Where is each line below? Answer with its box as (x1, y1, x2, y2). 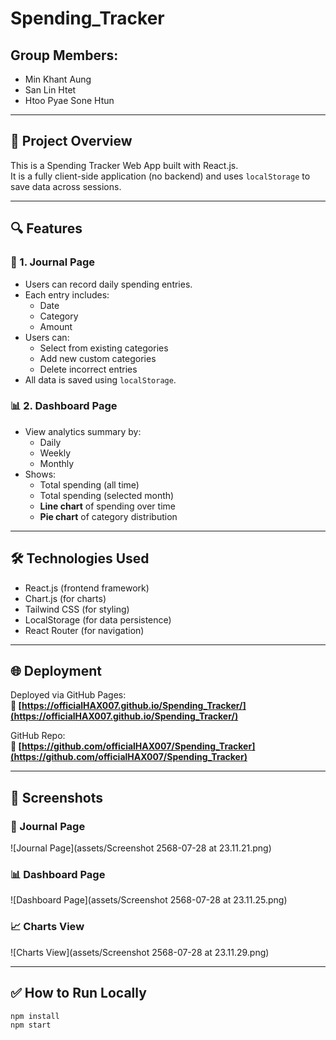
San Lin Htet (24, 84, 77, 96)
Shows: (24, 468, 57, 480)
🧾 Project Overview (10, 133, 133, 150)
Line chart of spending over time (39, 500, 176, 512)
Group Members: (10, 47, 119, 64)
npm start (10, 1020, 52, 1031)
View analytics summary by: (24, 425, 142, 437)
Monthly (39, 457, 75, 469)
